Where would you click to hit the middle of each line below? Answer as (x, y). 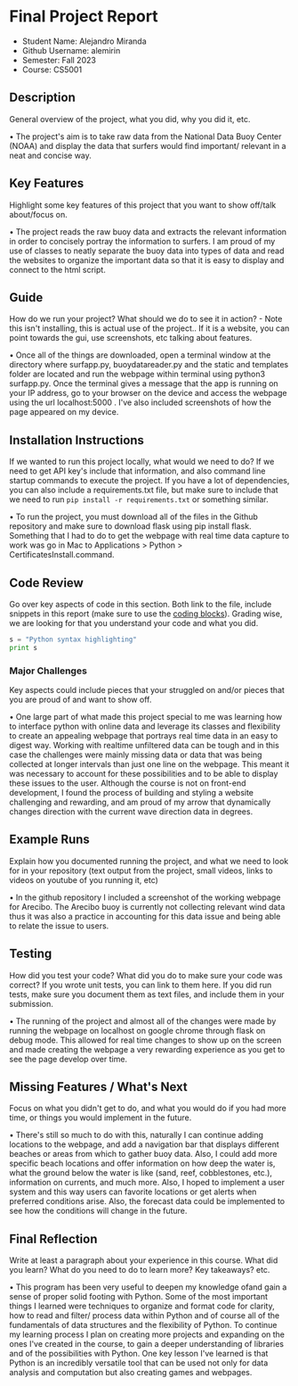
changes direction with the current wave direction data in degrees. (131, 812)
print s (24, 648)
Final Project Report (84, 16)
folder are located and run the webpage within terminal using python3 (137, 374)
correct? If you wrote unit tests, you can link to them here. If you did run (141, 985)
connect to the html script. (58, 269)
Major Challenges (48, 671)
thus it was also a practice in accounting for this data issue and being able (145, 916)
